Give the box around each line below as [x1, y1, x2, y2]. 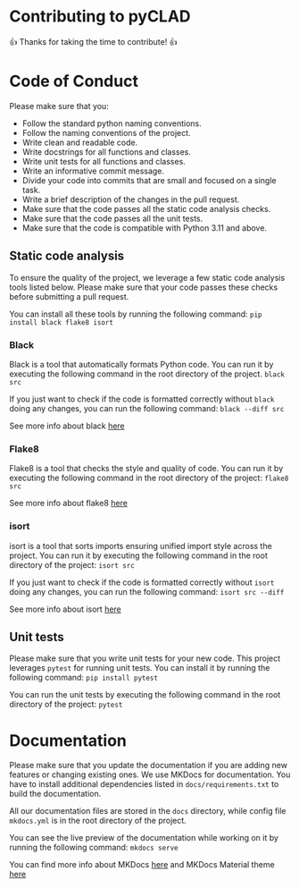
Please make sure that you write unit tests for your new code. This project [9, 653, 281, 664]
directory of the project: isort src [9, 559, 136, 570]
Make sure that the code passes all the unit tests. [21, 213, 203, 224]
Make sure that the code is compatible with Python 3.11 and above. [21, 222, 268, 233]
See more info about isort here [9, 604, 122, 614]
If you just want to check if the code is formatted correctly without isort [9, 577, 275, 588]
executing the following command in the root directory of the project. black [9, 368, 286, 379]
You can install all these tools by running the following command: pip [9, 309, 262, 319]
